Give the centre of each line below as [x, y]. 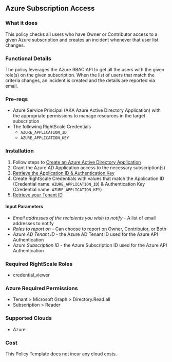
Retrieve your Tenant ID [38, 195]
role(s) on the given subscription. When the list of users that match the [80, 75]
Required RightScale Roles [39, 264]
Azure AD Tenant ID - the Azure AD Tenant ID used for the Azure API [85, 234]
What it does [22, 23]
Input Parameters [24, 207]
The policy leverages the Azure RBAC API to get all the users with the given [85, 69]
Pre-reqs [17, 99]
